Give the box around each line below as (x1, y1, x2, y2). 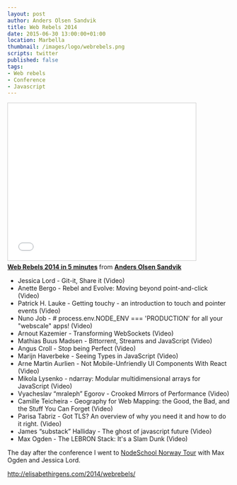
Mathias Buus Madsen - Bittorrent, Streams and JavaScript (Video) (17, 337, 213, 345)
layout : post (7, 10, 46, 18)
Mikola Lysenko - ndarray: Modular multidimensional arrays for (17, 374, 201, 383)
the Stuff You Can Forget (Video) (17, 405, 113, 413)
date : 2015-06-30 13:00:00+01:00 (7, 30, 106, 38)
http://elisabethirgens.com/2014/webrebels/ (7, 469, 136, 479)
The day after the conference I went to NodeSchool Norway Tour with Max (7, 448, 225, 457)
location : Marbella (7, 37, 65, 44)
